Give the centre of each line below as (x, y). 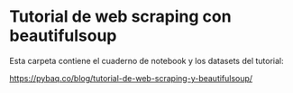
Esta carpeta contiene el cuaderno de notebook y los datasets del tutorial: (146, 60)
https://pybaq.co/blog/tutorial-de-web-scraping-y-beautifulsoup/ (131, 78)
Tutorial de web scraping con (120, 17)
